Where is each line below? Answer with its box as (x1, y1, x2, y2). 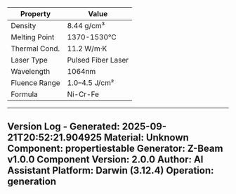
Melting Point (11, 32, 55, 41)
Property (20, 9, 51, 18)
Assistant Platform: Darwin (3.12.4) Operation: (7, 164, 214, 176)
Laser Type (11, 56, 48, 65)
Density (11, 21, 37, 30)
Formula (11, 89, 39, 99)
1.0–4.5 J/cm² (67, 78, 114, 87)
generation (7, 176, 57, 188)
